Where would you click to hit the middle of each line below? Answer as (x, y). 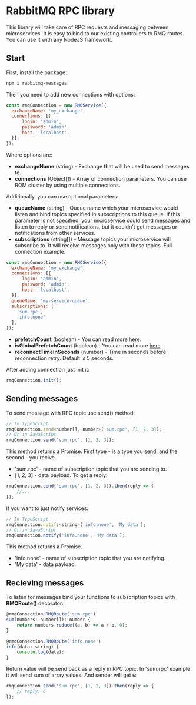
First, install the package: (36, 72)
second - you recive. (31, 458)
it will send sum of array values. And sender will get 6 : (72, 675)
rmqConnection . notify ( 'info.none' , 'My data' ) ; (66, 535)
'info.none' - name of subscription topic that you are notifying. (90, 558)
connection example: (40, 251)
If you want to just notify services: (47, 508)
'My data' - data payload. (45, 564)
